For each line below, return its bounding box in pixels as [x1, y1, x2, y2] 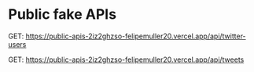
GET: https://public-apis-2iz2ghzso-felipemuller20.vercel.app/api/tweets [8, 55, 245, 64]
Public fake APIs [8, 5, 116, 23]
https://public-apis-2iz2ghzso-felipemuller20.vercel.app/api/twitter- [25, 31, 246, 41]
